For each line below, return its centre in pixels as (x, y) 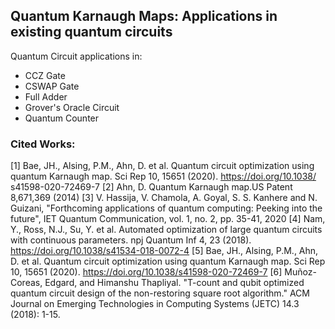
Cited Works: (43, 144)
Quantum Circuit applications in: (76, 56)
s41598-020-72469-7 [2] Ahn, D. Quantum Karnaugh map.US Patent (151, 187)
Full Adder (46, 96)
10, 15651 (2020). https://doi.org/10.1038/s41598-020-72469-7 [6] (146, 272)
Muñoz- (300, 272)
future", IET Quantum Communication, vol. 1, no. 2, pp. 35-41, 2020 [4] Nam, (168, 219)
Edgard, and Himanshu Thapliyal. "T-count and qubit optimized (174, 283)
